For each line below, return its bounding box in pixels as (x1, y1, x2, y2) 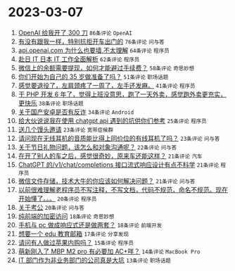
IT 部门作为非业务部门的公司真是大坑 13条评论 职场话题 (18, 256, 171, 264)
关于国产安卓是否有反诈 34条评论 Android (18, 107, 134, 116)
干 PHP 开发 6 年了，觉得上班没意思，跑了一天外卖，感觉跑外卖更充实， (18, 89, 227, 99)
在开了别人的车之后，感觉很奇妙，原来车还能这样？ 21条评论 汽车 (18, 151, 203, 160)
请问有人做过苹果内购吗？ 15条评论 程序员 (18, 238, 134, 246)
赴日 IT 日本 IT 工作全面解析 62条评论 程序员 (18, 54, 140, 63)
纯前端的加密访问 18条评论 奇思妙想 (18, 212, 115, 220)
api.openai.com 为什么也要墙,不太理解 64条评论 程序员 (18, 46, 170, 54)
